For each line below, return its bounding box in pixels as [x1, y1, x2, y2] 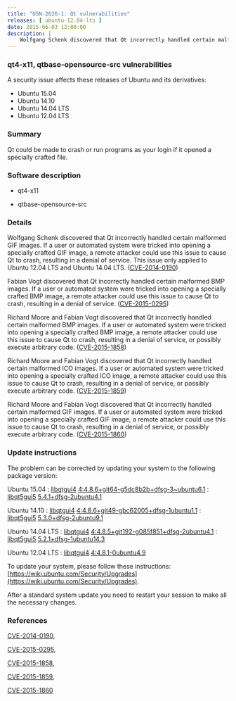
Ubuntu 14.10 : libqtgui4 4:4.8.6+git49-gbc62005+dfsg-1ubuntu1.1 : [7, 506, 202, 514]
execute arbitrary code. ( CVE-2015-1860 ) [7, 430, 127, 438]
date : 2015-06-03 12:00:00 [7, 23, 86, 30]
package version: [7, 471, 58, 479]
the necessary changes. [7, 598, 77, 606]
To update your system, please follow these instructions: [7, 562, 171, 570]
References [7, 615, 48, 625]
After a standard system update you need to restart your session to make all [7, 591, 227, 599]
